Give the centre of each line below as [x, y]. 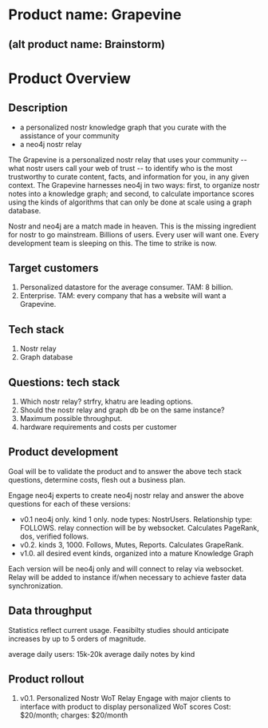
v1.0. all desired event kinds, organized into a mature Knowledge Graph [136, 553]
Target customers [53, 268]
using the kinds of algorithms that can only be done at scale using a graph [130, 202]
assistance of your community [69, 135]
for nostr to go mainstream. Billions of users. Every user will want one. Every [134, 234]
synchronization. [36, 586]
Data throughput [50, 611]
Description [38, 108]
